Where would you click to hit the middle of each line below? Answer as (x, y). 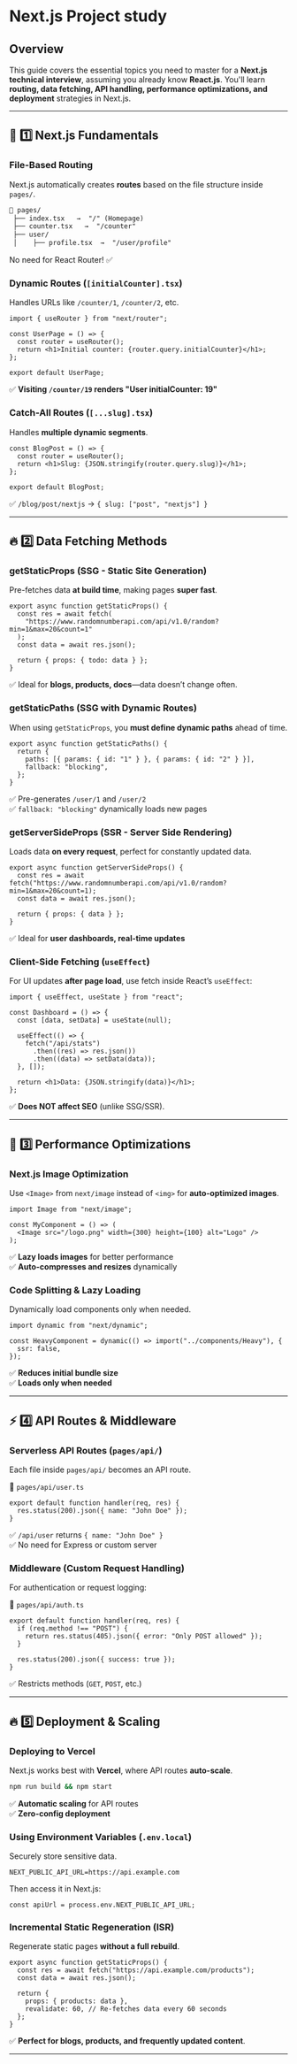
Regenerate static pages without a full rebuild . (94, 1946)
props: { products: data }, (76, 2001)
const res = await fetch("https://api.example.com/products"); (136, 1970)
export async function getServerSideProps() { (96, 867)
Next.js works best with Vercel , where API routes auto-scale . (121, 1770)
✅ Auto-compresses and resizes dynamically (93, 1266)
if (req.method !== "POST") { (72, 1629)
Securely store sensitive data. (63, 1856)
